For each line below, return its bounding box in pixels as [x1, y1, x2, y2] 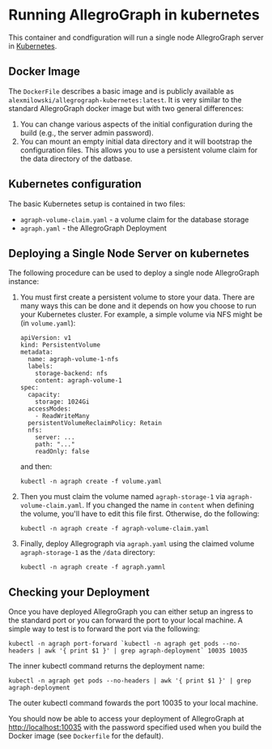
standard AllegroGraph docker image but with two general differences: [8, 103, 244, 113]
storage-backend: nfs [35, 369, 108, 378]
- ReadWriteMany [35, 412, 90, 420]
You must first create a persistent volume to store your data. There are [19, 292, 255, 302]
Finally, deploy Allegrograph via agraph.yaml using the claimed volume [19, 539, 255, 549]
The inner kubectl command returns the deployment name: [8, 661, 205, 671]
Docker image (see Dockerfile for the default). [8, 731, 164, 741]
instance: [8, 277, 40, 286]
